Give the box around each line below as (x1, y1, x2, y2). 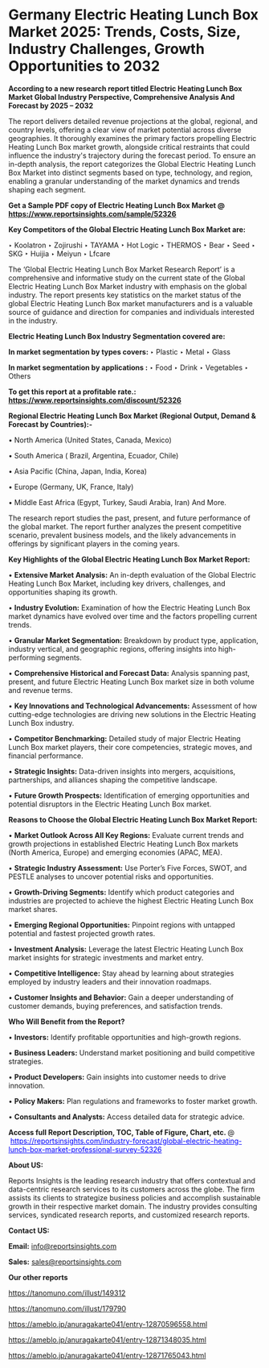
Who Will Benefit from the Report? (8, 1017, 125, 1026)
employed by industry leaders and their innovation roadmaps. (8, 976, 212, 986)
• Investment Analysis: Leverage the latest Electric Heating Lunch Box (8, 944, 243, 954)
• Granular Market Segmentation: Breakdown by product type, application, (8, 635, 259, 645)
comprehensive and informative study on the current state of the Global (8, 272, 246, 283)
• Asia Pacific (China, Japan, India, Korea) (8, 466, 147, 476)
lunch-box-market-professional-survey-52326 (8, 1144, 162, 1154)
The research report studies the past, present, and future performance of (8, 513, 251, 523)
